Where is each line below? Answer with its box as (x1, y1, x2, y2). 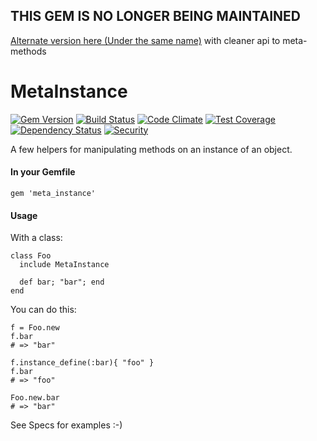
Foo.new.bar (10, 393, 60, 403)
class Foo (10, 251, 52, 261)
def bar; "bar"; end (19, 277, 105, 288)
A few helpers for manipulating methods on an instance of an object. (10, 143, 293, 155)
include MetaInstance (19, 260, 110, 270)
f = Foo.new (10, 323, 60, 333)
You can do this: (10, 304, 77, 316)
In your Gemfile (10, 166, 76, 178)
